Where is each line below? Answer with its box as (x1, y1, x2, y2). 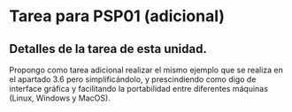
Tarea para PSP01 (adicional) (9, 6, 226, 26)
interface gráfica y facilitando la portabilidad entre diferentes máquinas (9, 84, 268, 93)
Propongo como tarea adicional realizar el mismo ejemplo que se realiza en (9, 64, 283, 75)
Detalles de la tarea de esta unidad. (9, 41, 208, 56)
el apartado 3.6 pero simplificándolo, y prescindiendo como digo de (9, 74, 257, 85)
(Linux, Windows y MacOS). (9, 93, 111, 103)
